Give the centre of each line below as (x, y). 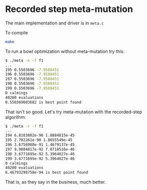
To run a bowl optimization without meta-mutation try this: (65, 51)
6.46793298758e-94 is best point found (47, 173)
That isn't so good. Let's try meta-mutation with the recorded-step (74, 112)
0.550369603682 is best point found (43, 102)
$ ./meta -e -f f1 (24, 60)
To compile (17, 32)
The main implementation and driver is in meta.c (54, 23)
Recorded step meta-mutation (69, 9)
